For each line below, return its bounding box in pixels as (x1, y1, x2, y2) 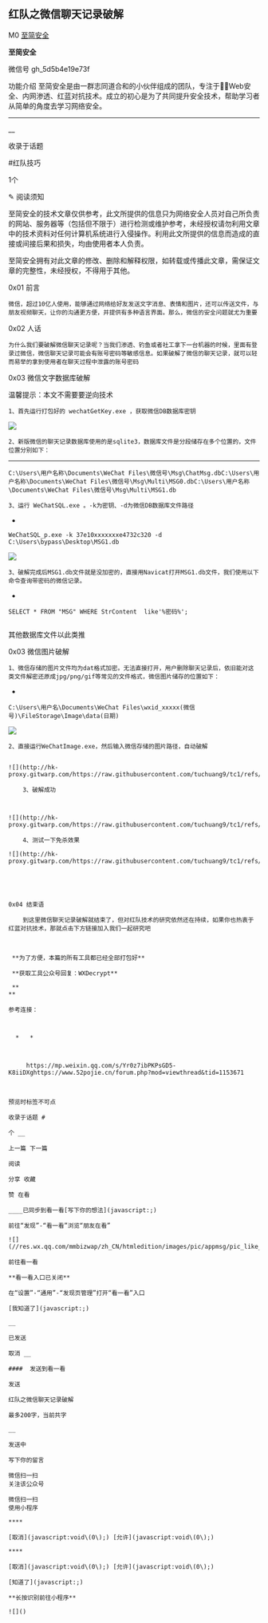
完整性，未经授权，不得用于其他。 (22, 266, 134, 275)
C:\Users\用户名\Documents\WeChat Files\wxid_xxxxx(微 (8, 703, 190, 712)
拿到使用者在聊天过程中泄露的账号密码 (31, 357, 140, 365)
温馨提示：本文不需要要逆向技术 (8, 389, 113, 399)
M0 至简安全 (8, 30, 49, 40)
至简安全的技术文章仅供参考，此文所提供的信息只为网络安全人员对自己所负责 (8, 208, 260, 218)
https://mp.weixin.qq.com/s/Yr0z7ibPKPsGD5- (26, 1061, 177, 1069)
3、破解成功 (22, 785, 57, 794)
